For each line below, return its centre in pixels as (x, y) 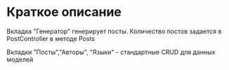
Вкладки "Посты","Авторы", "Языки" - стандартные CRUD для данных (111, 52)
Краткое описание (64, 12)
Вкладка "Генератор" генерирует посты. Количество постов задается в (114, 31)
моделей (20, 59)
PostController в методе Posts (51, 38)
